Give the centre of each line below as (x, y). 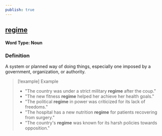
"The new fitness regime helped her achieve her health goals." (89, 96)
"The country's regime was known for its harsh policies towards (91, 123)
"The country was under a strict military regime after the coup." (90, 91)
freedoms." (36, 107)
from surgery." (40, 117)
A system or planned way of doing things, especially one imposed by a (78, 66)
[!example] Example (38, 81)
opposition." (37, 128)
